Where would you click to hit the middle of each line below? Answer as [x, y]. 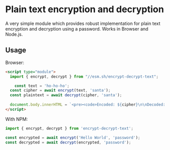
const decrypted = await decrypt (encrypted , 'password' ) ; [68, 142]
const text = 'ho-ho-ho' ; [42, 86]
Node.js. [14, 34]
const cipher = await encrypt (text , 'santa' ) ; [60, 91]
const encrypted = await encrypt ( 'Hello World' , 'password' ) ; [73, 138]
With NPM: [17, 119]
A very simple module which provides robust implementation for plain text [83, 23]
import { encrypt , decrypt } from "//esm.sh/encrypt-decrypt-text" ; [84, 77]
